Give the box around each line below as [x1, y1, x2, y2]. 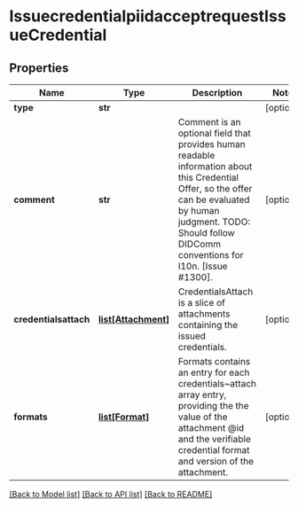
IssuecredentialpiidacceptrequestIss [9, 6, 286, 27]
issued [177, 330, 207, 342]
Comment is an [177, 116, 241, 128]
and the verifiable [177, 433, 251, 445]
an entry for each [177, 366, 250, 379]
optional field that [177, 127, 251, 139]
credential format [177, 444, 250, 456]
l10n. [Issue [177, 260, 228, 272]
